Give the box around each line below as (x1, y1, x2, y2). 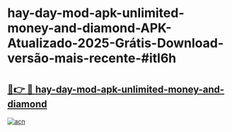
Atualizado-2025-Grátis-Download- (7, 35, 224, 51)
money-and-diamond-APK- (7, 20, 172, 36)
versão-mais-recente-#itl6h (7, 50, 177, 67)
